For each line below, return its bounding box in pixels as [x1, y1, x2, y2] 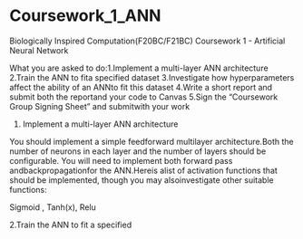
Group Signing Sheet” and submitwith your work [9, 100, 191, 111]
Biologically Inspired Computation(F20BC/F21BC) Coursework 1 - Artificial [9, 35, 286, 46]
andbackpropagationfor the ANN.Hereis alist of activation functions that [9, 165, 279, 176]
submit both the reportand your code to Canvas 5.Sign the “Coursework [9, 91, 279, 102]
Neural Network [9, 44, 69, 55]
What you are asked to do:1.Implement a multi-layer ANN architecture [9, 62, 269, 73]
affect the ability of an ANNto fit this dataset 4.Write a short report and [9, 81, 273, 92]
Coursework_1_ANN [9, 5, 161, 26]
